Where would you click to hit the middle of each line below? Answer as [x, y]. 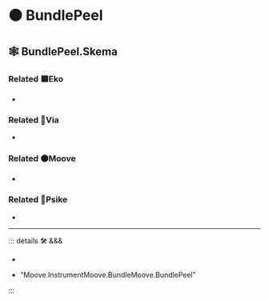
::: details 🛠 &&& [36, 240]
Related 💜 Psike [38, 199]
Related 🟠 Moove [42, 159]
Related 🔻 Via [34, 119]
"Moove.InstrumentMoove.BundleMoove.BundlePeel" [108, 275]
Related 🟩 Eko [36, 78]
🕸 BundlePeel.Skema [63, 52]
